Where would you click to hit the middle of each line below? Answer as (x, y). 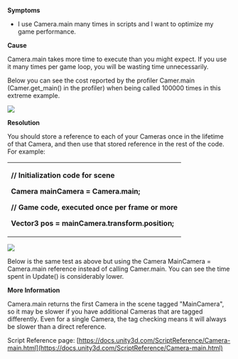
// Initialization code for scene (63, 175)
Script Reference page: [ (43, 340)
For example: (27, 151)
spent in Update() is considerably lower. (66, 276)
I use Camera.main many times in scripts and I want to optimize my (115, 24)
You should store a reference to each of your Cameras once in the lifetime (115, 136)
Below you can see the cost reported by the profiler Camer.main (101, 80)
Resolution (24, 123)
